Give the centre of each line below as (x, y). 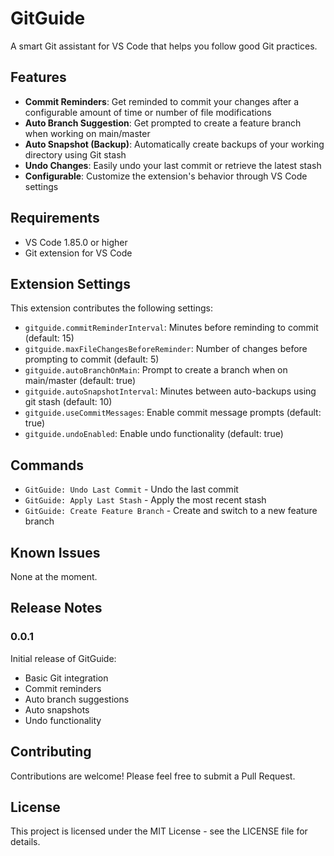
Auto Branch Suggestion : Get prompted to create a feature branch (163, 123)
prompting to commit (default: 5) (92, 359)
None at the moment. (54, 576)
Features (38, 77)
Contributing (51, 752)
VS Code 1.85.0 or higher (76, 242)
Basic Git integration (66, 678)
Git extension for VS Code (78, 253)
